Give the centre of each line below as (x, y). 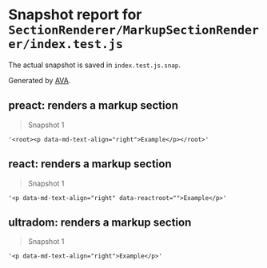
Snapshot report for (75, 15)
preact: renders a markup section (93, 106)
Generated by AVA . (40, 80)
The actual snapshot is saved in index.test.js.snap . (95, 65)
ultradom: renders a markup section (100, 222)
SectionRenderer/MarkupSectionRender (134, 30)
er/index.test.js (66, 44)
